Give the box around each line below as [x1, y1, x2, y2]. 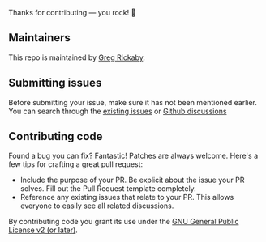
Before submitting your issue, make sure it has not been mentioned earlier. [8, 97, 258, 107]
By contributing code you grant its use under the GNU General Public [8, 217, 239, 227]
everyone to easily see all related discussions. [19, 201, 174, 210]
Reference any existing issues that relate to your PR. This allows [19, 193, 234, 202]
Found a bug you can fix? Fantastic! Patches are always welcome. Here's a [8, 151, 259, 161]
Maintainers [8, 31, 71, 45]
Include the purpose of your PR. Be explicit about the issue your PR [19, 175, 245, 185]
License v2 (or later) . [8, 225, 79, 235]
